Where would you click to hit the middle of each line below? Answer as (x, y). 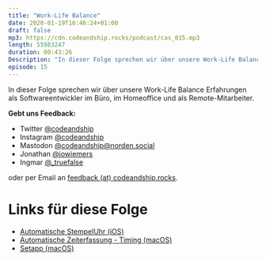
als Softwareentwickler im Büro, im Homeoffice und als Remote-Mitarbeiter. (131, 98)
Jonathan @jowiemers (56, 153)
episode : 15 (28, 67)
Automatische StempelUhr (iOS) (72, 231)
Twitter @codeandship (57, 128)
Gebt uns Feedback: (42, 113)
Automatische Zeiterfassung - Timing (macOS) (96, 240)
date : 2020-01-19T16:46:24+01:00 (63, 23)
